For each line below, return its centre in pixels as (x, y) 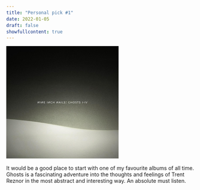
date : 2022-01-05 (28, 19)
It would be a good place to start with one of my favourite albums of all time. (100, 168)
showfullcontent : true (34, 32)
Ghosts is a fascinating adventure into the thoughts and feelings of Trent (95, 174)
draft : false (22, 25)
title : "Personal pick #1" (40, 13)
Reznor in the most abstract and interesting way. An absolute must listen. (96, 181)
